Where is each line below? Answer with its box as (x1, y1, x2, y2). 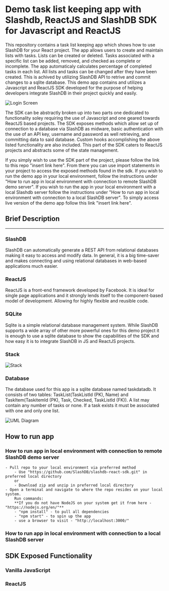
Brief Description (5, 215, 60, 223)
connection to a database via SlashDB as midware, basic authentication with (5, 125, 163, 132)
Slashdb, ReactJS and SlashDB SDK (5, 14, 157, 26)
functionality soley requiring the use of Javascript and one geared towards (5, 115, 160, 121)
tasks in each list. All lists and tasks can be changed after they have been (5, 68, 157, 74)
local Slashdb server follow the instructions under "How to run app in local (5, 189, 159, 195)
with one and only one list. (5, 408, 60, 414)
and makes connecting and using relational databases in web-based (5, 258, 147, 264)
